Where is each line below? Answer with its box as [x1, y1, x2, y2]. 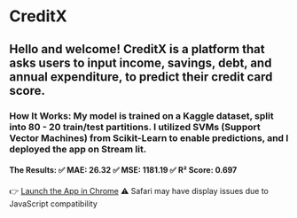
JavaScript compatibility [9, 198, 98, 209]
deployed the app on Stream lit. [9, 143, 147, 155]
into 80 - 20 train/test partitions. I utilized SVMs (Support [9, 121, 261, 133]
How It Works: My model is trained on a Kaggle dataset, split [9, 109, 274, 121]
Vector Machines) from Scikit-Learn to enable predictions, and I [9, 131, 289, 144]
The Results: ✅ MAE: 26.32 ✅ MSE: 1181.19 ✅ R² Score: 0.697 [9, 165, 238, 175]
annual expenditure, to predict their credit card [9, 69, 273, 84]
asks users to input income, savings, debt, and [9, 55, 272, 70]
